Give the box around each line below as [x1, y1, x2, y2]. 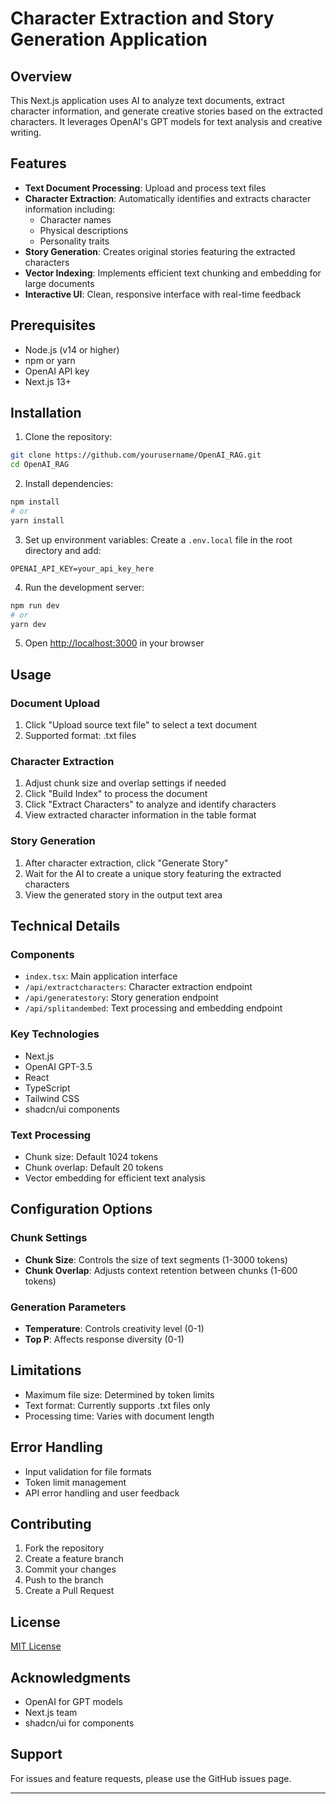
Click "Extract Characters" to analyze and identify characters [24, 798, 277, 811]
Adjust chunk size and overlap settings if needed [24, 777, 227, 789]
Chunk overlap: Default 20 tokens [24, 1162, 164, 1173]
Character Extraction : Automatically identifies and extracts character [24, 192, 312, 204]
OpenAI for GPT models [24, 1696, 123, 1708]
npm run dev [10, 600, 60, 611]
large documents [24, 277, 95, 289]
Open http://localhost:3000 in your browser [24, 637, 205, 649]
